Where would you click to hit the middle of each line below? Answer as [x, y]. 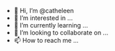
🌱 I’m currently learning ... [51, 25]
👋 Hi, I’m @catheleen [44, 11]
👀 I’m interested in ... [43, 18]
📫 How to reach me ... [46, 40]
